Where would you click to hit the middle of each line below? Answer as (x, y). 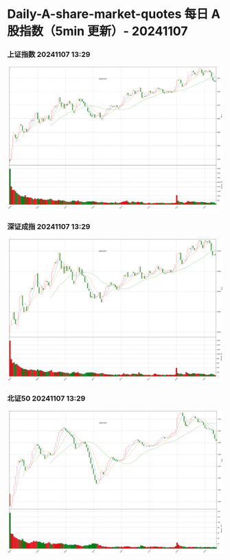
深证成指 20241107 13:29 (49, 226)
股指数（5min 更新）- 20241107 (97, 31)
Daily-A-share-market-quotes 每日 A (114, 14)
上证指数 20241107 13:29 (49, 54)
